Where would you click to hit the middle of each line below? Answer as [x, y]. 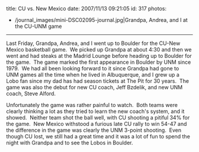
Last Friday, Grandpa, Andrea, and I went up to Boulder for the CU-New [93, 43]
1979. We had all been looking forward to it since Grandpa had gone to [93, 68]
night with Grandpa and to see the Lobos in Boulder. [70, 143]
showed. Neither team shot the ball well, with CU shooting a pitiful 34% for [98, 117]
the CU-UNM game [38, 26]
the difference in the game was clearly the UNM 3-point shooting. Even [94, 130]
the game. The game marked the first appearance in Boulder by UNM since [99, 62]
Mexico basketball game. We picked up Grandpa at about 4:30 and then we [99, 49]
